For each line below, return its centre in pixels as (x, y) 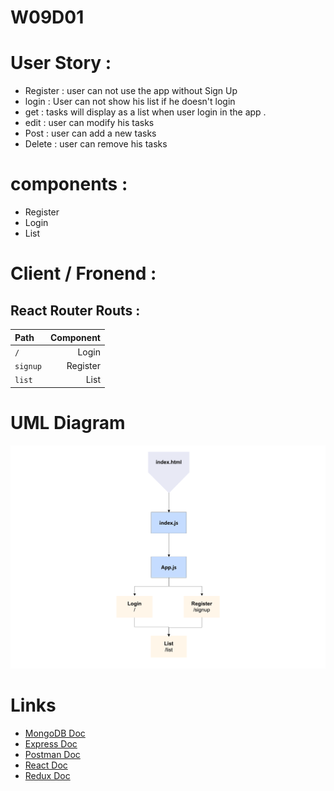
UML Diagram (68, 423)
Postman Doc (52, 754)
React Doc (46, 765)
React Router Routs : (75, 310)
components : (69, 184)
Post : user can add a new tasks (90, 133)
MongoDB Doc (55, 733)
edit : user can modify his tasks (89, 123)
